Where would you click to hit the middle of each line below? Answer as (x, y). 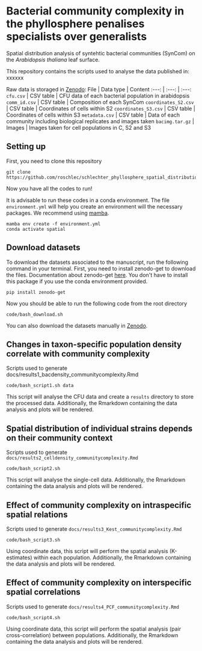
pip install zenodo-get (36, 292)
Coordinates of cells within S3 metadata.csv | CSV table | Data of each (93, 115)
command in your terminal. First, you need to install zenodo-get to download (101, 268)
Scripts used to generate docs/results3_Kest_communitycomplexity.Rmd (94, 529)
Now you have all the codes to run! (49, 188)
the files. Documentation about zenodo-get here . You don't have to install (97, 275)
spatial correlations (44, 592)
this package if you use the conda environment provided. (77, 281)
